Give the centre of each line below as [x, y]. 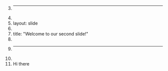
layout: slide [25, 23]
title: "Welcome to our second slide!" [51, 34]
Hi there [21, 64]
